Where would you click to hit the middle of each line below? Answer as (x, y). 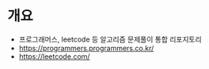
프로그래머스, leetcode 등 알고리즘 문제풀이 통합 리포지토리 (110, 39)
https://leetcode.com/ (54, 56)
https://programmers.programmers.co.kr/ (86, 48)
